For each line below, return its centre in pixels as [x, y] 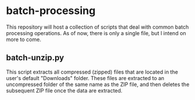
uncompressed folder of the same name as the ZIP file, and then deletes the [98, 84]
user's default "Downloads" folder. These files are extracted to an [85, 78]
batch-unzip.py [35, 58]
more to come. [24, 39]
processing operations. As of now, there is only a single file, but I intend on [96, 33]
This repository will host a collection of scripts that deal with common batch [97, 27]
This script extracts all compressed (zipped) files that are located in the [92, 72]
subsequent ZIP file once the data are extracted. [64, 90]
